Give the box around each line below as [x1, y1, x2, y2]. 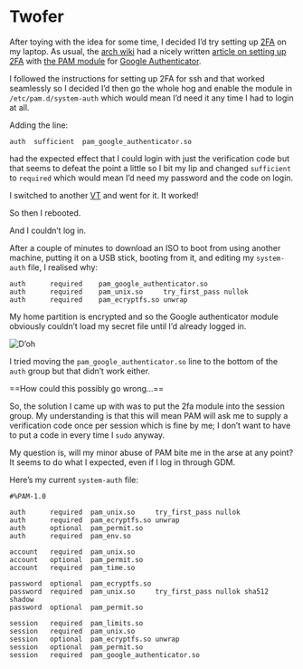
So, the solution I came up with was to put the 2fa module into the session [9, 401, 285, 412]
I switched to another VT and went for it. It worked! [9, 189, 199, 200]
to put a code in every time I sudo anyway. [9, 429, 166, 441]
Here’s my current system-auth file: [9, 474, 138, 485]
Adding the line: [9, 120, 69, 131]
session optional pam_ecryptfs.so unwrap [9, 635, 180, 644]
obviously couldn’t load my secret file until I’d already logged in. [9, 320, 247, 332]
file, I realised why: [27, 261, 98, 273]
